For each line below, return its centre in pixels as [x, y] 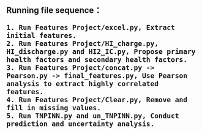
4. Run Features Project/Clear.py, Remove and [97, 100]
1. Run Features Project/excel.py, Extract [91, 28]
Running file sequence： [54, 10]
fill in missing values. [54, 108]
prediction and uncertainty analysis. [80, 124]
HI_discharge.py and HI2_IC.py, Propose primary [101, 52]
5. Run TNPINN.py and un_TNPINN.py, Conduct [93, 116]
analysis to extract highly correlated [83, 84]
